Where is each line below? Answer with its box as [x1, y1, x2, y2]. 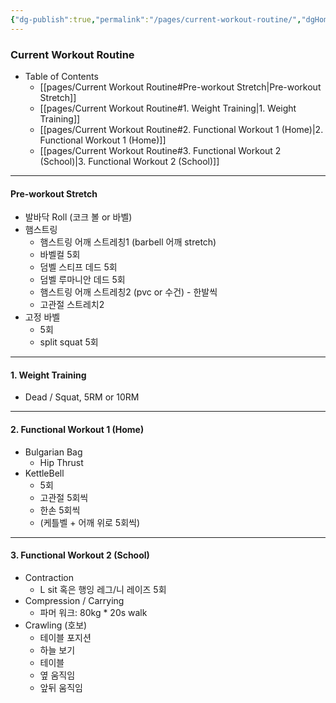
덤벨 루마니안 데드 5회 [39, 274, 126, 286]
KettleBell [24, 467, 65, 479]
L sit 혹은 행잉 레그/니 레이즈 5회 [39, 583, 167, 595]
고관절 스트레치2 [39, 299, 105, 311]
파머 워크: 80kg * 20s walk [39, 606, 148, 618]
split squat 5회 [39, 336, 99, 348]
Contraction [24, 571, 75, 583]
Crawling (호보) [24, 619, 88, 631]
